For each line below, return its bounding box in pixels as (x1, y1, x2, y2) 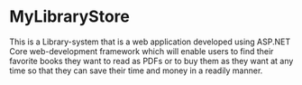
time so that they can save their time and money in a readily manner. (9, 65, 263, 76)
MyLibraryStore (9, 6, 131, 27)
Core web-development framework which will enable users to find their (9, 45, 274, 56)
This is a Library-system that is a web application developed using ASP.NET (9, 36, 291, 47)
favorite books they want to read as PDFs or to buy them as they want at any (9, 55, 294, 66)
